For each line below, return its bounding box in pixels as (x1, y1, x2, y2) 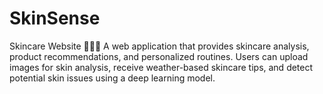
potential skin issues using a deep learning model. (9, 72, 216, 84)
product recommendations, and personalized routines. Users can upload (9, 50, 309, 62)
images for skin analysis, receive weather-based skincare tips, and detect (9, 61, 314, 73)
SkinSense (9, 7, 101, 30)
